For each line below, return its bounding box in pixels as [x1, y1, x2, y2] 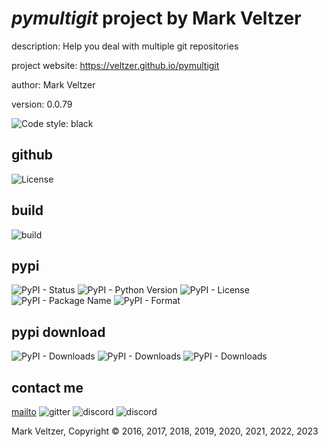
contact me [11, 379, 84, 396]
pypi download [11, 323, 106, 341]
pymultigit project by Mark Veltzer [11, 7, 302, 30]
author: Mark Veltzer [11, 78, 96, 91]
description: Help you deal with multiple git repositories [11, 40, 239, 52]
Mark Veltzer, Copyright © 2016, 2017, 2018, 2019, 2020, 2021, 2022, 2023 [11, 425, 319, 437]
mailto [11, 406, 37, 417]
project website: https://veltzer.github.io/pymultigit [11, 59, 220, 71]
